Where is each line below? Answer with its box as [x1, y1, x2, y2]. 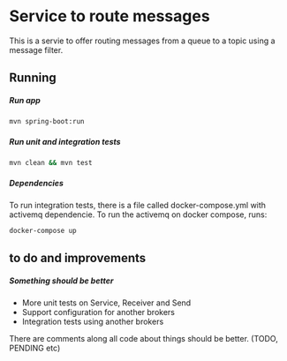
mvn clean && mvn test [9, 159, 93, 168]
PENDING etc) [9, 342, 61, 354]
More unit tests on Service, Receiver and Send [21, 297, 192, 308]
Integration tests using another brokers [21, 316, 164, 327]
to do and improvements [9, 251, 147, 266]
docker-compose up [9, 226, 77, 235]
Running [9, 71, 57, 86]
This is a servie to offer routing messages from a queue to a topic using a [9, 35, 276, 46]
